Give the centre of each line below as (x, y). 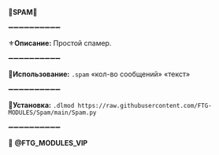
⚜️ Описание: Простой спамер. (60, 43)
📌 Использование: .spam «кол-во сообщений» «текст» (99, 74)
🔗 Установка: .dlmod (41, 105)
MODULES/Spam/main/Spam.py (52, 113)
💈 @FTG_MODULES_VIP (48, 143)
